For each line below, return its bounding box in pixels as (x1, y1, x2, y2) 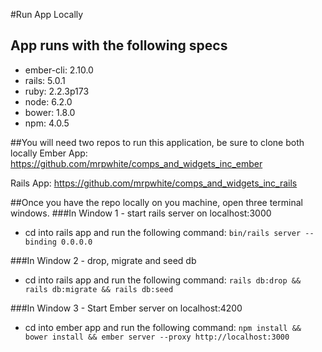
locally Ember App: (10, 147, 88, 159)
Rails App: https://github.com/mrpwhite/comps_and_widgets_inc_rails (10, 177, 298, 189)
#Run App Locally (10, 9, 84, 20)
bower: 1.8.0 (24, 106, 76, 118)
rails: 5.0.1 (24, 74, 66, 86)
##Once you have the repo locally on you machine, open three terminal (10, 196, 303, 208)
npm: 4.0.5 (24, 117, 70, 129)
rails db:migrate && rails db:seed (24, 284, 174, 294)
